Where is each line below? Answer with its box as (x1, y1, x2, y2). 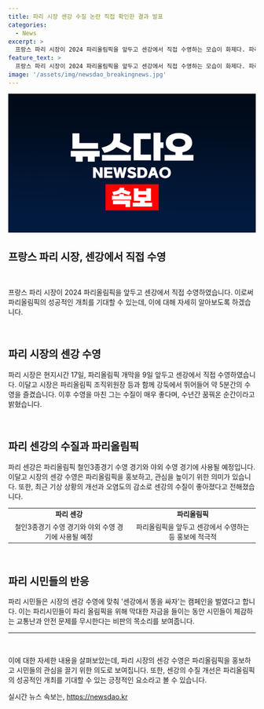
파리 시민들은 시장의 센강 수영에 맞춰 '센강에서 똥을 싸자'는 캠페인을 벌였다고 (8, 597, 241, 606)
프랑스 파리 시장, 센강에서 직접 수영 (8, 250, 167, 263)
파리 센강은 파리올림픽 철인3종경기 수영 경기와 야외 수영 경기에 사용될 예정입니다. (8, 462, 255, 471)
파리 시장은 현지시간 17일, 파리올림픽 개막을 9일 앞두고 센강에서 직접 (8, 370, 216, 379)
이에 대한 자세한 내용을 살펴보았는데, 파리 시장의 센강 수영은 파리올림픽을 (8, 656, 230, 665)
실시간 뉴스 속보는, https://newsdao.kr (8, 692, 128, 701)
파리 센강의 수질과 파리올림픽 (8, 440, 140, 453)
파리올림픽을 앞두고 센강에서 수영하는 (136, 522, 250, 532)
